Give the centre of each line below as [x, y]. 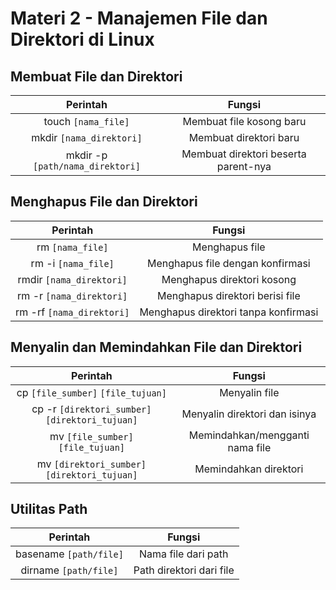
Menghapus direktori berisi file [228, 295]
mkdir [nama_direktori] [87, 137]
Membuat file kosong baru [244, 121]
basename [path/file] [69, 554]
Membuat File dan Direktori [96, 76]
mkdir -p [86, 155]
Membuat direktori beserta [244, 154]
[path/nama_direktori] [87, 166]
